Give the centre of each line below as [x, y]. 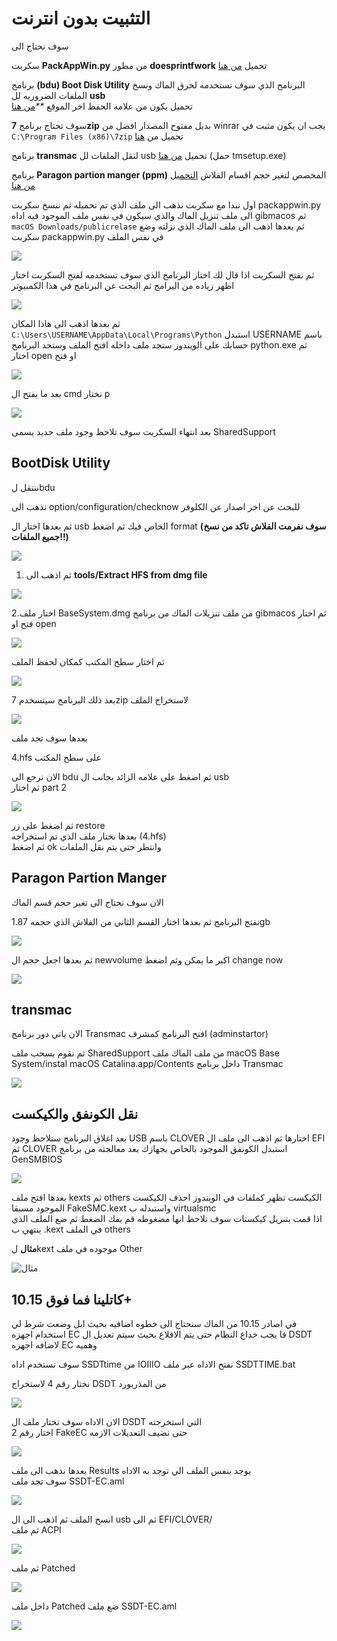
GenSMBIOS [37, 1159]
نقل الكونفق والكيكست [75, 1113]
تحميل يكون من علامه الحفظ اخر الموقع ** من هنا [102, 106]
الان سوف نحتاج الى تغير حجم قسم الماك [87, 902]
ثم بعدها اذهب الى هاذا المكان [66, 323]
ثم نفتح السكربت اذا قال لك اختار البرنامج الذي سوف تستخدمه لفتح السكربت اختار [163, 274]
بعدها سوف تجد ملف [49, 738]
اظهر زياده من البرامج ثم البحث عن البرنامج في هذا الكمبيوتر [123, 285]
